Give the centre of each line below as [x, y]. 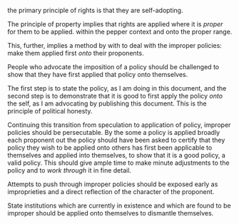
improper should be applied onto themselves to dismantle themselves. [111, 213]
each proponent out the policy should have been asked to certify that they [116, 140]
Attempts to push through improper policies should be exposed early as [113, 184]
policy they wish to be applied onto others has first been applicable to [110, 148]
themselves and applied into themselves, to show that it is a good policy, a [117, 155]
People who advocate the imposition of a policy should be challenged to [113, 67]
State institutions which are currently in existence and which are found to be [119, 205]
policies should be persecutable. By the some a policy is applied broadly [114, 132]
